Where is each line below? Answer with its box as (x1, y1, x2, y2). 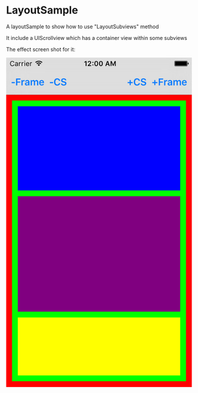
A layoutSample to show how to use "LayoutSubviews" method (6, 23, 159, 30)
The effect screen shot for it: (6, 45, 75, 53)
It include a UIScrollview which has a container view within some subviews (6, 34, 187, 41)
